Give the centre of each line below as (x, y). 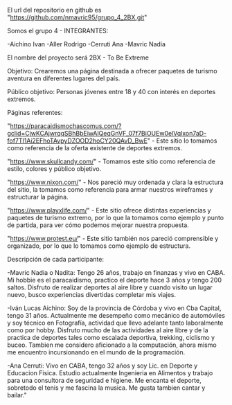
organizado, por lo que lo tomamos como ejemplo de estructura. (99, 246)
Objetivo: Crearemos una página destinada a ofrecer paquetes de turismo (112, 71)
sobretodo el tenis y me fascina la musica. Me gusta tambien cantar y (106, 388)
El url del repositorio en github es (54, 10)
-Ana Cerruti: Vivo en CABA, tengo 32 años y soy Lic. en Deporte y (102, 366)
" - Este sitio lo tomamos (182, 141)
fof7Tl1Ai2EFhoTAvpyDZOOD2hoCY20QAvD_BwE (77, 141)
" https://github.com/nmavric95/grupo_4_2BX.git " (77, 17)
